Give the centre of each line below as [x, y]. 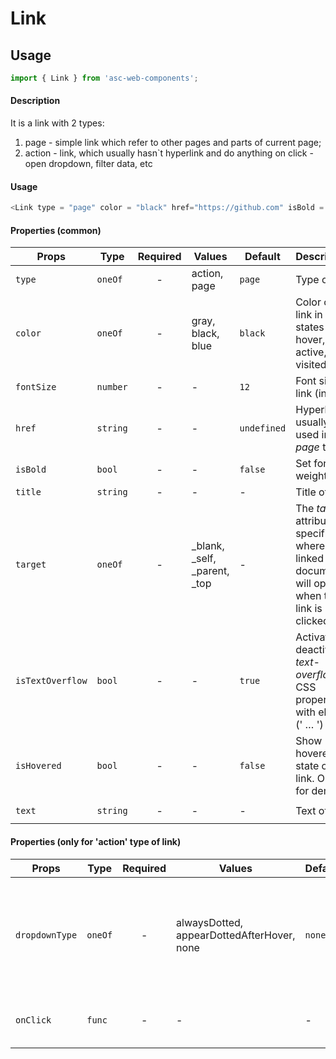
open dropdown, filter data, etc [88, 164]
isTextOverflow [51, 681]
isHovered [38, 766]
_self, [204, 559]
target [31, 565]
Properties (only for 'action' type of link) [96, 841]
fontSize [36, 387]
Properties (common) [56, 230]
